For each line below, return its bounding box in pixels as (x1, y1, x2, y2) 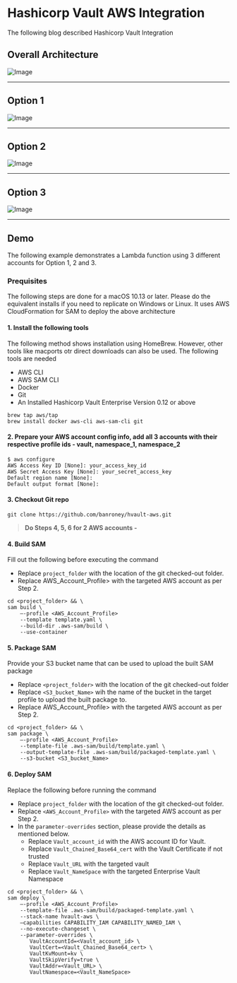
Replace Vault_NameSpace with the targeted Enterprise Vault (28, 867, 200, 876)
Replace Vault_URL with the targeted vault (28, 859, 150, 868)
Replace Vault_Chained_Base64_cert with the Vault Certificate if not (28, 844, 223, 853)
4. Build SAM (7, 539, 46, 548)
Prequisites (7, 276, 47, 286)
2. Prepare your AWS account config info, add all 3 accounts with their (7, 432, 218, 441)
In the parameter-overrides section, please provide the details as (17, 822, 206, 830)
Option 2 (7, 140, 46, 153)
